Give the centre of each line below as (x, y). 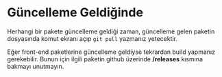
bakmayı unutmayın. (36, 66)
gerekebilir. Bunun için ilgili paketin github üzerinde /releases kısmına (105, 59)
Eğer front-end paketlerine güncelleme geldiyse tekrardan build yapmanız (111, 52)
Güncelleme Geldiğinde (75, 13)
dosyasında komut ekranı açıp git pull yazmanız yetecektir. (92, 38)
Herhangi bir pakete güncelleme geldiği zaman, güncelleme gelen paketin (111, 31)
